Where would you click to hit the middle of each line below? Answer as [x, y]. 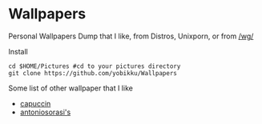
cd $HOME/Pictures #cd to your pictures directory [95, 66]
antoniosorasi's [45, 112]
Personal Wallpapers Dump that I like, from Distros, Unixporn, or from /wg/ [131, 36]
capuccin [35, 103]
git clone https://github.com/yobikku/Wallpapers [93, 73]
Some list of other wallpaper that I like [71, 88]
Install [18, 51]
